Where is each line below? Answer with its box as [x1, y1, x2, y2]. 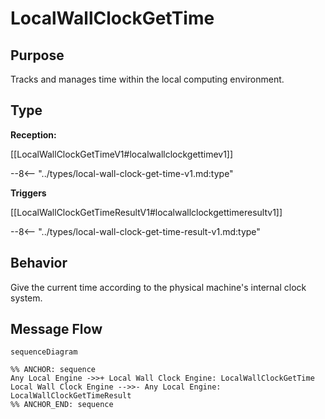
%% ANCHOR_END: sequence [10, 400, 114, 410]
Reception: [10, 128, 57, 141]
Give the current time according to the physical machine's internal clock [10, 281, 307, 293]
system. [10, 292, 43, 304]
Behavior [10, 255, 68, 272]
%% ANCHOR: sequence [10, 365, 97, 375]
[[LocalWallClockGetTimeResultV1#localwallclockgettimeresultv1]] [10, 206, 283, 218]
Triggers [10, 187, 47, 199]
